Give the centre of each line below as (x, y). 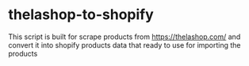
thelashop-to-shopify (81, 15)
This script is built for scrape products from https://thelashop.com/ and (125, 37)
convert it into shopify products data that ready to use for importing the (125, 45)
